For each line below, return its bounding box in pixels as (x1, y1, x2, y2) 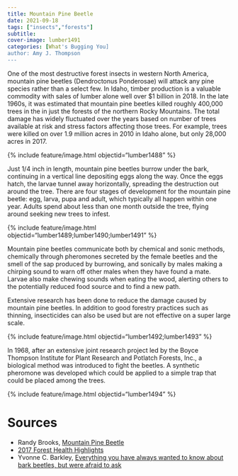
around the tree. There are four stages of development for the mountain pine (7, 187, 231, 195)
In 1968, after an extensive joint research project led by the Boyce (7, 346, 199, 354)
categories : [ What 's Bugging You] (7, 43, 110, 50)
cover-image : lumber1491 (7, 37, 81, 44)
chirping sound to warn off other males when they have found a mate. (7, 267, 211, 276)
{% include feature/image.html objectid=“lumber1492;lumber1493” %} (7, 332, 212, 341)
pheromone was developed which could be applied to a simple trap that (7, 368, 217, 377)
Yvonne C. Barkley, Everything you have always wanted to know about (17, 453, 224, 461)
